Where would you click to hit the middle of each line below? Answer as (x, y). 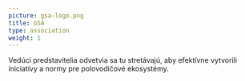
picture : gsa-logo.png (46, 15)
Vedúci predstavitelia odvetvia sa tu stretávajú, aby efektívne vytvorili (123, 60)
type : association (39, 30)
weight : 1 (25, 38)
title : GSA (26, 23)
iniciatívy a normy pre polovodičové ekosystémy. (89, 69)
